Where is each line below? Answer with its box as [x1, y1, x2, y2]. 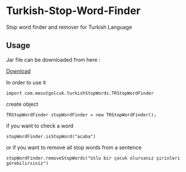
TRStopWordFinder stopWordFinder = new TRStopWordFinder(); [6, 112, 157, 118]
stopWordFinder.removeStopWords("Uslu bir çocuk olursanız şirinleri [6, 155, 181, 161]
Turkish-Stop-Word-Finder [6, 4, 141, 18]
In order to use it [6, 79, 46, 86]
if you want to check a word [6, 122, 74, 129]
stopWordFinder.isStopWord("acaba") [6, 133, 96, 139]
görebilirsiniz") [6, 160, 49, 166]
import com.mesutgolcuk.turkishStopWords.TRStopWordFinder [6, 90, 154, 96]
